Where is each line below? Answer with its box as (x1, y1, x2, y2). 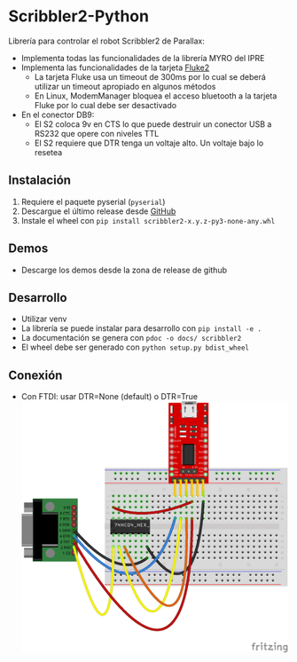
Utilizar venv (20, 313, 67, 325)
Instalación (8, 173, 72, 188)
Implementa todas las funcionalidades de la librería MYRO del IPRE (20, 52, 265, 63)
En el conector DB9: (20, 109, 95, 120)
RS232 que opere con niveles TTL (34, 128, 160, 138)
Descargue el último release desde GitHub (20, 206, 176, 217)
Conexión (8, 367, 63, 382)
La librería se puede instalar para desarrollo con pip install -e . (20, 323, 262, 334)
